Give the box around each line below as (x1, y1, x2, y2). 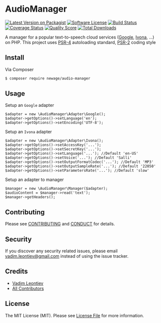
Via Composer (5, 66, 34, 72)
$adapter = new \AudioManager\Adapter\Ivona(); (5, 138, 104, 143)
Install (5, 54, 24, 62)
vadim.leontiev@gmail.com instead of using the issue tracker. (5, 253, 129, 259)
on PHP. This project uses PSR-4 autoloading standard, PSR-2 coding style (5, 39, 156, 45)
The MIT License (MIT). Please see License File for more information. (5, 312, 144, 318)
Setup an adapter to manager (5, 177, 64, 182)
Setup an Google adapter (5, 102, 55, 108)
